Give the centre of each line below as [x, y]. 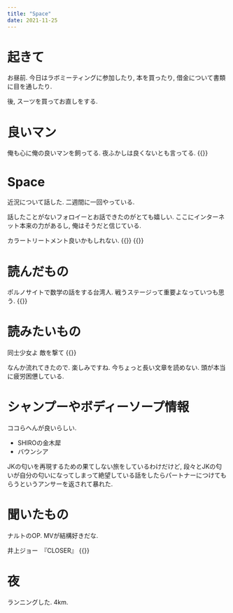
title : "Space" [29, 14]
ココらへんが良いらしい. [42, 428]
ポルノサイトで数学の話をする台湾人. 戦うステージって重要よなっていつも [113, 292]
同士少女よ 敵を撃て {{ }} [42, 353]
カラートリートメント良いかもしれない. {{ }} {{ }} [76, 241]
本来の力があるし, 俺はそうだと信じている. [80, 226]
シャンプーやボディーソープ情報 [98, 407]
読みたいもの [44, 332]
